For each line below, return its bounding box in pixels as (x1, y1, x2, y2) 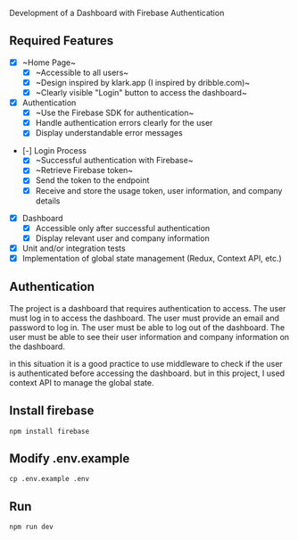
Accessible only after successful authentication (35, 222, 211, 233)
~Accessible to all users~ (35, 67, 129, 78)
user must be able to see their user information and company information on (9, 331, 290, 342)
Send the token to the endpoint (35, 175, 150, 186)
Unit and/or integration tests (21, 243, 127, 253)
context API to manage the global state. (9, 377, 154, 387)
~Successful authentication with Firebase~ (35, 155, 194, 166)
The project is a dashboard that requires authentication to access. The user (9, 303, 286, 313)
